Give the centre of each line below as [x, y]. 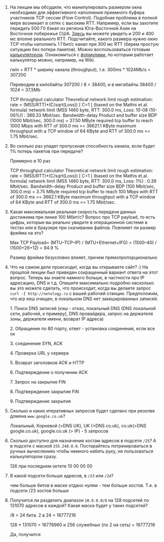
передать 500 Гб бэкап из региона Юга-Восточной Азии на [73, 28]
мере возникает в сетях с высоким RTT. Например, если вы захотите [84, 23]
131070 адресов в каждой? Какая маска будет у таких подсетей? [79, 505]
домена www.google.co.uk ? [38, 416]
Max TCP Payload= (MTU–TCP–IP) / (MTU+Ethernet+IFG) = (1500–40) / [83, 242]
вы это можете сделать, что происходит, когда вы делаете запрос [81, 288]
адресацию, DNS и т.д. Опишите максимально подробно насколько [82, 283]
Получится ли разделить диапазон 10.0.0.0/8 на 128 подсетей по [79, 500]
